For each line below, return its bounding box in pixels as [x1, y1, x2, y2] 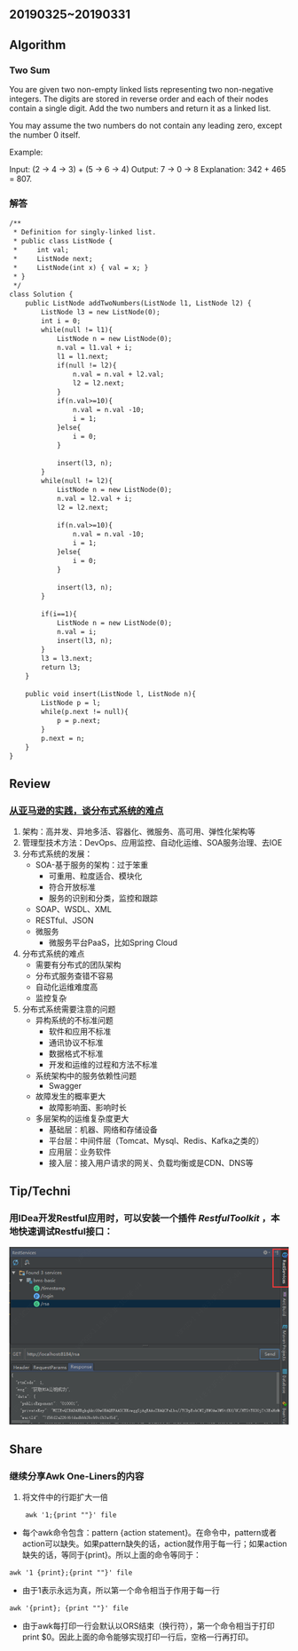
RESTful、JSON [35, 915, 95, 926]
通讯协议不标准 [48, 1037, 104, 1048]
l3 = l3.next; [41, 655, 93, 663]
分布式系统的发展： [21, 848, 93, 860]
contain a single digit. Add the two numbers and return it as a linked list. [9, 103, 271, 114]
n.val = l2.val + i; [56, 495, 133, 504]
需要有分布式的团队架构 [35, 959, 122, 971]
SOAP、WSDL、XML [35, 904, 113, 915]
